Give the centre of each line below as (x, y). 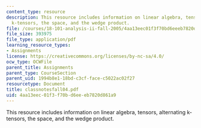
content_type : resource (36, 12)
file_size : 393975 (29, 34)
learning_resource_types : (38, 45)
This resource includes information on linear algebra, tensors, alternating (96, 112)
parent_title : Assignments (40, 67)
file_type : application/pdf (41, 39)
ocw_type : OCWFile (29, 62)
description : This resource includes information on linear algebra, (95, 17)
